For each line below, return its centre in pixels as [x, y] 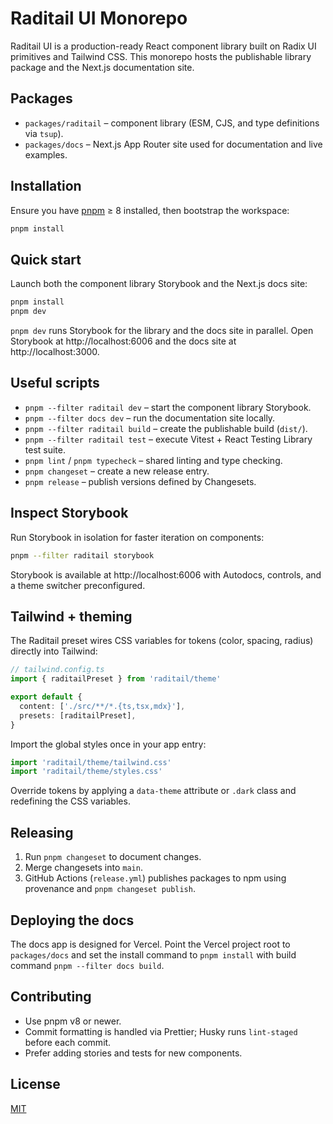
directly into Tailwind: [54, 651]
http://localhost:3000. [55, 351]
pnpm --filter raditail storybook [82, 555]
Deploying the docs [72, 920]
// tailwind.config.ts [57, 670]
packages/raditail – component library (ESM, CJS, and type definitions [172, 123]
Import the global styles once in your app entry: [108, 744]
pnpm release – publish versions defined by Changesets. [140, 481]
